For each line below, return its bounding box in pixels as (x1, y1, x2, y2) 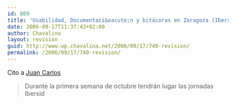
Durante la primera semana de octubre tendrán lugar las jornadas (24, 82, 214, 90)
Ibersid (24, 89, 45, 98)
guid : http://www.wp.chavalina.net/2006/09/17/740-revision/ (7, 43, 190, 50)
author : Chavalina (7, 29, 61, 37)
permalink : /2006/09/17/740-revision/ (7, 50, 121, 57)
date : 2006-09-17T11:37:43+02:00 (7, 23, 105, 30)
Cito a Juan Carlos (7, 68, 61, 77)
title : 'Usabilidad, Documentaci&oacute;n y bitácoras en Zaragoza (7, 17, 209, 24)
